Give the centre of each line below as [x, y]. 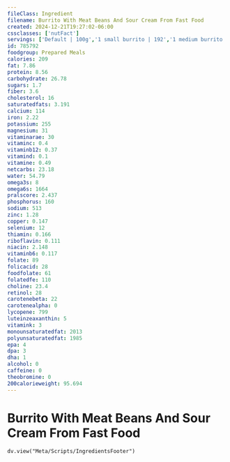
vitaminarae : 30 [31, 137]
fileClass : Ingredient [40, 14]
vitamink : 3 [24, 325]
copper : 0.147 [28, 221]
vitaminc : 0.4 [28, 144]
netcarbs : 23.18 [31, 169]
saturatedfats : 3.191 [39, 105]
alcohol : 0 [23, 364]
